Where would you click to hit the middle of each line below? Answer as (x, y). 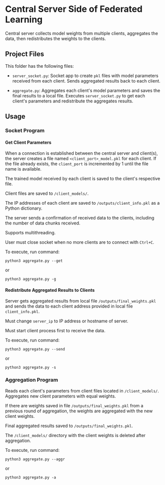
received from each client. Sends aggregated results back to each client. (86, 81)
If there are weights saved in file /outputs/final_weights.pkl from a (74, 405)
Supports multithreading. (30, 233)
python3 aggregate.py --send (35, 350)
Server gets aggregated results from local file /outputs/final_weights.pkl (81, 301)
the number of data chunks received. (43, 223)
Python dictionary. (24, 208)
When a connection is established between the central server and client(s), (82, 153)
